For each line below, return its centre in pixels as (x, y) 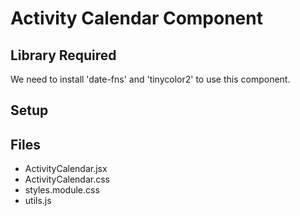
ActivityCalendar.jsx (66, 169)
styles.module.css (62, 190)
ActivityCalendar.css (67, 179)
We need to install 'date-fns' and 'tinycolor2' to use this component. (150, 79)
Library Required (63, 55)
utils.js (38, 201)
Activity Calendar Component (136, 18)
